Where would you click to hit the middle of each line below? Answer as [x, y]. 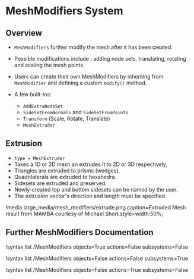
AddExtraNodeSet [43, 106]
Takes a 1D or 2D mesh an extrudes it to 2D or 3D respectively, [90, 164]
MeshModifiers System [64, 11]
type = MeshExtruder [39, 158]
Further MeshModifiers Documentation [79, 232]
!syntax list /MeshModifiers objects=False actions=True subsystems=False [97, 269]
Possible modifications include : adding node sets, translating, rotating [100, 59]
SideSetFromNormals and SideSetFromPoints [76, 112]
